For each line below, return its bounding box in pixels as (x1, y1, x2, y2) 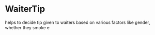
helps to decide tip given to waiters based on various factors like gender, (5, 19, 150, 25)
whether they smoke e (5, 24, 50, 30)
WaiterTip (5, 3, 45, 15)
